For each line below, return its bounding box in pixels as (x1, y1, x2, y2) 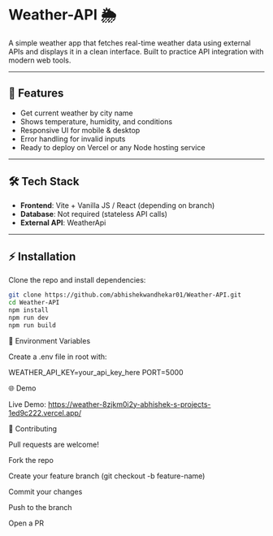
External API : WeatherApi (19, 218, 106, 227)
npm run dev (8, 313, 49, 322)
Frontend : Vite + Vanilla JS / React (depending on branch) (19, 200, 215, 210)
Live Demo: (8, 399, 46, 409)
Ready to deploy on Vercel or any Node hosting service (19, 142, 206, 152)
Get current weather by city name (19, 108, 133, 118)
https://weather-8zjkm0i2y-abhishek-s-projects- (47, 399, 211, 409)
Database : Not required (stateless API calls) (19, 209, 168, 218)
